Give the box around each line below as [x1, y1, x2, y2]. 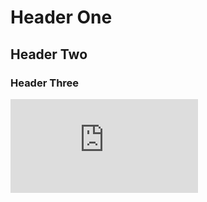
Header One [10, 6, 113, 29]
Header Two [10, 46, 88, 63]
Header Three [10, 76, 80, 90]
